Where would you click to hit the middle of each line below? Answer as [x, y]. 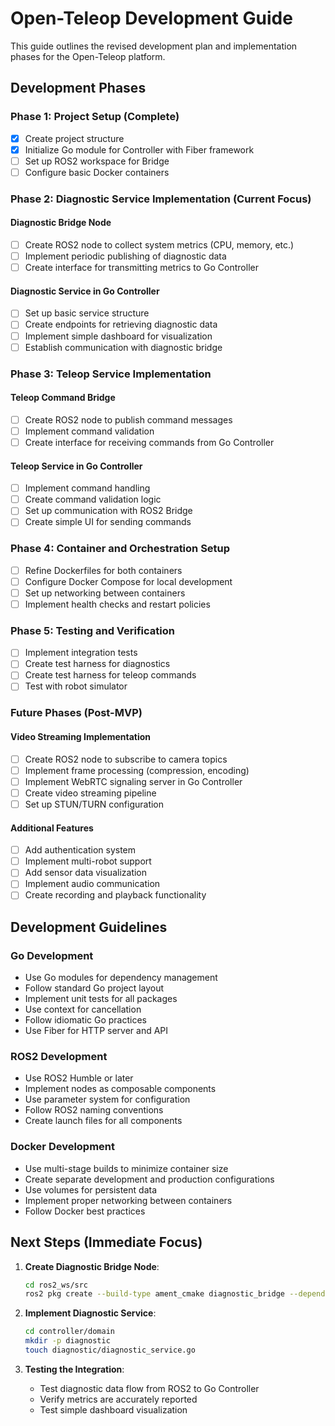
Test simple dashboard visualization [113, 1409]
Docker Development [63, 1147]
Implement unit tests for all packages [101, 999]
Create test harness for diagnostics [97, 664]
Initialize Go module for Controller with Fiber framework [139, 149]
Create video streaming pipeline [90, 793]
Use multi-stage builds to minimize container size [126, 1168]
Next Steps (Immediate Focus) [106, 1242]
